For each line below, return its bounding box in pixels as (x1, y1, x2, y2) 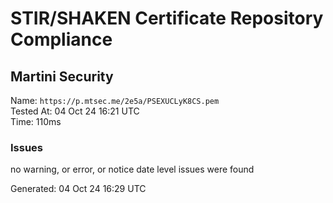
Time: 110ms (10, 116, 62, 127)
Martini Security (10, 68, 114, 85)
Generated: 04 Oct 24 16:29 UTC (10, 183, 147, 195)
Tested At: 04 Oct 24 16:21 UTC (10, 105, 140, 117)
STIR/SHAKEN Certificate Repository (10, 7, 324, 30)
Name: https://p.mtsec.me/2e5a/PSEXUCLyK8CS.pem (10, 95, 220, 106)
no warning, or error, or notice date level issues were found (10, 163, 255, 176)
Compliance (10, 28, 113, 51)
